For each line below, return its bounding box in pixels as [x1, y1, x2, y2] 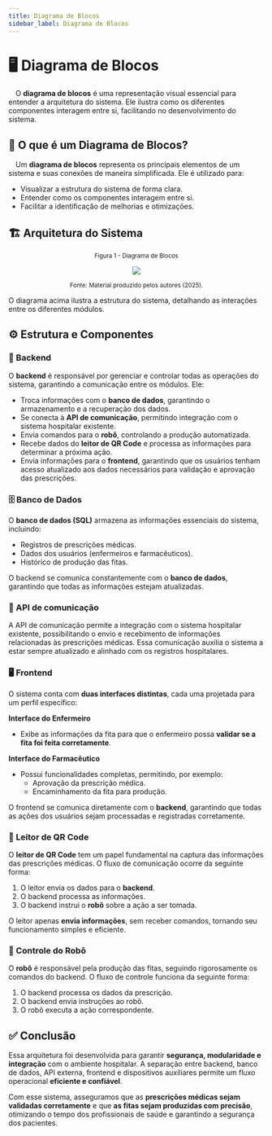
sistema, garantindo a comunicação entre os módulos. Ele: [8, 379, 205, 389]
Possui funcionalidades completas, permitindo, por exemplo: [19, 769, 223, 779]
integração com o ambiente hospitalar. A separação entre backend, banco [8, 1059, 258, 1069]
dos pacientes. [8, 1118, 58, 1128]
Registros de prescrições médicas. [19, 540, 136, 550]
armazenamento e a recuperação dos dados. [19, 404, 171, 414]
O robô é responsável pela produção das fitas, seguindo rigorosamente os [8, 963, 257, 973]
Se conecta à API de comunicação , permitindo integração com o [19, 412, 238, 422]
